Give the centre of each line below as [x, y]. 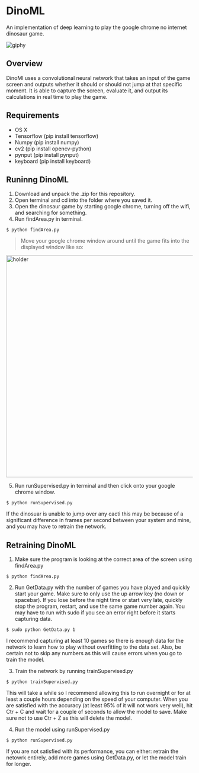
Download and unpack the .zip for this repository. [75, 194]
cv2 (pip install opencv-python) [53, 149]
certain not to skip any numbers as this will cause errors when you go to [94, 653]
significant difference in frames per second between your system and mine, [99, 520]
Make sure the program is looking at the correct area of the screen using [103, 559]
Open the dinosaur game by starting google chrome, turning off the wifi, [102, 207]
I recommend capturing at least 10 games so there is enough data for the [95, 641]
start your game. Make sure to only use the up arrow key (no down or [99, 594]
